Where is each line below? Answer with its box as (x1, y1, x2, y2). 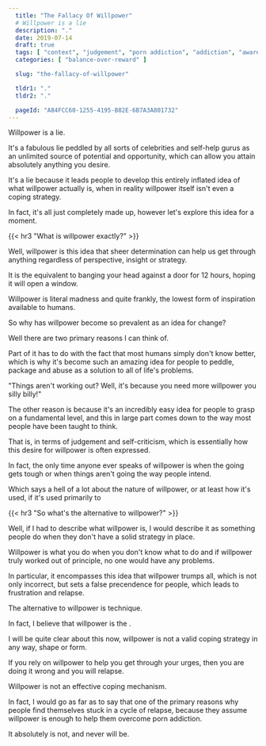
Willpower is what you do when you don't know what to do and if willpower (8, 548, 253, 557)
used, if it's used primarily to (8, 493, 101, 503)
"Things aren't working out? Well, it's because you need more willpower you (8, 381, 257, 391)
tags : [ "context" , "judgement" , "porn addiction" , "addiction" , (15, 48, 236, 56)
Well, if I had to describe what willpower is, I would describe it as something (8, 524, 256, 534)
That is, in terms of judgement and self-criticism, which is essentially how (8, 437, 248, 446)
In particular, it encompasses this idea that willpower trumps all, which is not (8, 572, 257, 581)
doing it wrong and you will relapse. (8, 667, 124, 676)
